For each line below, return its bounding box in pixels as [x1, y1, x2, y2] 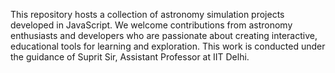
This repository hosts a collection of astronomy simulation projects [10, 9, 285, 20]
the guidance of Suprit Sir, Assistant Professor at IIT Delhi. [10, 51, 250, 63]
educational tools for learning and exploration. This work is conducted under [10, 40, 326, 52]
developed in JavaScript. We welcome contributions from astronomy [10, 19, 293, 31]
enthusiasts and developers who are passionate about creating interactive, [10, 30, 318, 41]
